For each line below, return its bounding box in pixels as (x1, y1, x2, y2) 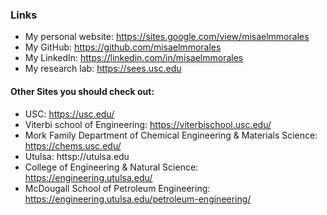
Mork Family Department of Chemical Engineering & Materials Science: (24, 129, 318, 141)
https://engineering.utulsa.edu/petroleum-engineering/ (24, 193, 252, 205)
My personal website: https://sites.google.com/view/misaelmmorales (24, 31, 310, 43)
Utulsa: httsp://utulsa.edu (24, 150, 130, 162)
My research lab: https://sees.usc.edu (24, 63, 182, 75)
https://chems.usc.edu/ (24, 139, 122, 152)
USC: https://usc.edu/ (24, 108, 115, 120)
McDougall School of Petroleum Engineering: (24, 182, 211, 194)
